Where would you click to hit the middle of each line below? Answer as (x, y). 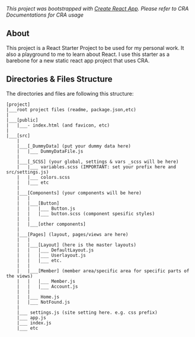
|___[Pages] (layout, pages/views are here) (73, 234)
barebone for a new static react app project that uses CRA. (78, 60)
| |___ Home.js (38, 297)
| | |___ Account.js (47, 286)
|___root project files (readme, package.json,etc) (71, 109)
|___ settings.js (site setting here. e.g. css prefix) (87, 312)
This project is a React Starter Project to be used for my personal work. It (95, 48)
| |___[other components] (51, 224)
